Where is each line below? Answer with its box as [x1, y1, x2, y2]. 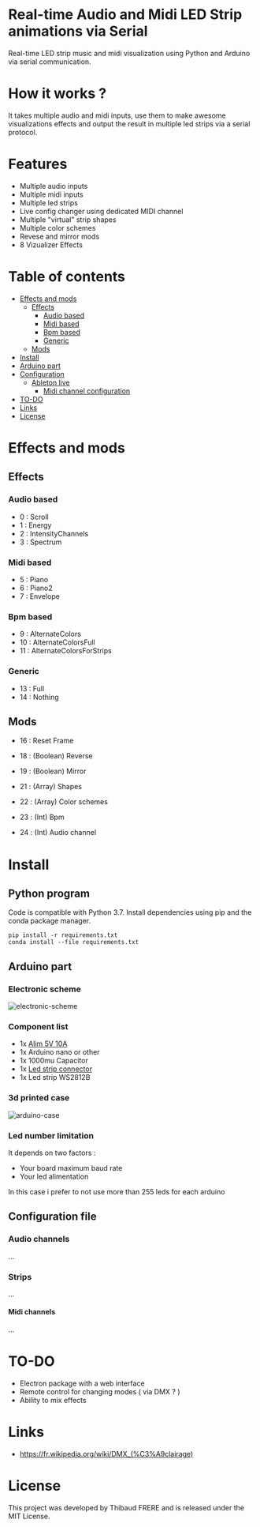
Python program [8, 886, 91, 900]
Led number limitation [8, 1130, 95, 1141]
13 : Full [19, 683, 45, 693]
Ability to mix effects [19, 1396, 87, 1405]
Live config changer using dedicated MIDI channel [19, 206, 184, 216]
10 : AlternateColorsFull [19, 638, 96, 647]
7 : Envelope [19, 591, 61, 601]
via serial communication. [8, 57, 92, 66]
